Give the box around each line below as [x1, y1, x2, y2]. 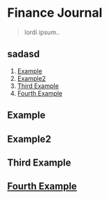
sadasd [7, 48, 40, 60]
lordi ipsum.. [24, 28, 60, 36]
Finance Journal [7, 5, 103, 21]
